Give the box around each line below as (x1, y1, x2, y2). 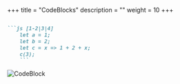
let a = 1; (19, 31, 51, 39)
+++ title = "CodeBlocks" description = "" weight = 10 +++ (7, 6, 174, 14)
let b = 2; (19, 38, 51, 45)
